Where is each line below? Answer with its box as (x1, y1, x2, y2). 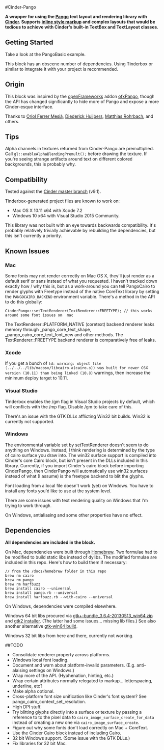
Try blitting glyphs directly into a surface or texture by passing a (12, 709, 142, 715)
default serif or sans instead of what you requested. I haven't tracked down (5, 278, 158, 284)
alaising (12, 667, 28, 673)
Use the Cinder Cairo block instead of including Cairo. (12, 730, 122, 736)
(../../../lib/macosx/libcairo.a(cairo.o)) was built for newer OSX (5, 366, 148, 371)
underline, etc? (12, 683, 43, 689)
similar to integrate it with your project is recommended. (5, 66, 118, 72)
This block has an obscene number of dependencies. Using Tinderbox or (5, 61, 153, 67)
